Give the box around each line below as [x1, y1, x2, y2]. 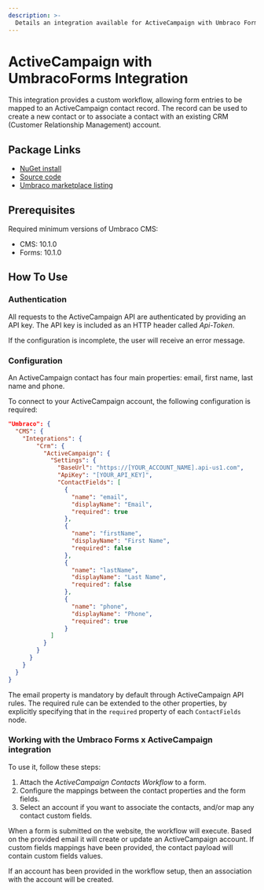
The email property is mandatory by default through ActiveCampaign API [8, 690, 244, 699]
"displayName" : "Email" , [71, 500, 153, 508]
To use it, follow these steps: [8, 762, 101, 771]
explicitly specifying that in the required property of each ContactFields [8, 706, 241, 716]
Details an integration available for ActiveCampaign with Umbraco [15, 19, 241, 27]
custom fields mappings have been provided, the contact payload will [8, 842, 233, 852]
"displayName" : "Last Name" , [71, 573, 167, 581]
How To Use [8, 270, 68, 284]
